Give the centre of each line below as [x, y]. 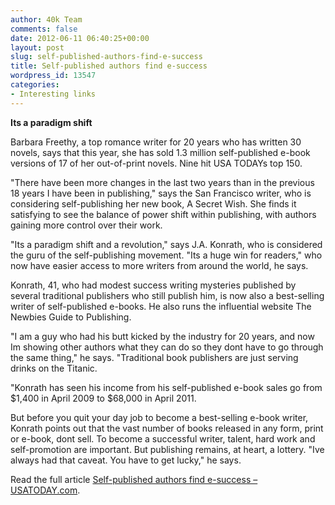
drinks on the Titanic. [54, 368]
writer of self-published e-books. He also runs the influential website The [161, 306]
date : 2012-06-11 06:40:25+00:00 [80, 38]
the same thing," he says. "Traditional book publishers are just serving [154, 357]
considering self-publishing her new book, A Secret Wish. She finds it [153, 203]
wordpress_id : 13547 [53, 76]
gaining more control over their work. [86, 225]
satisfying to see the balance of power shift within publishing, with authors [163, 214]
